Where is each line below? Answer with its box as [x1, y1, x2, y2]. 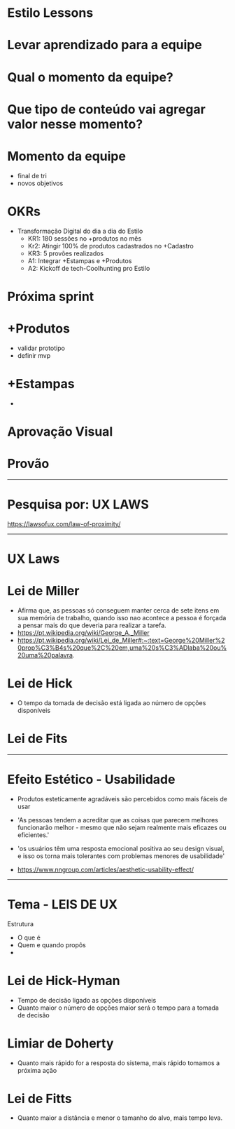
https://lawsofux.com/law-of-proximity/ [7, 519, 121, 528]
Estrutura [7, 919, 34, 928]
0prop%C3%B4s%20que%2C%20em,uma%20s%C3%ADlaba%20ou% [17, 643, 227, 652]
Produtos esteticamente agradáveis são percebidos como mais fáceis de [17, 794, 227, 803]
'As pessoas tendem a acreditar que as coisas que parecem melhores [17, 815, 219, 824]
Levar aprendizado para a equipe [7, 37, 203, 53]
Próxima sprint [7, 288, 94, 305]
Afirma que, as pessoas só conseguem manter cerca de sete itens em [17, 606, 220, 615]
